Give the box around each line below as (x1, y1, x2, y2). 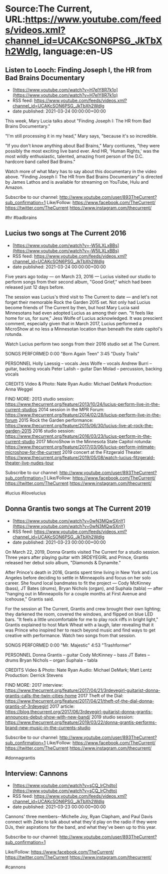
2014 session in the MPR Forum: (38, 406, 105, 412)
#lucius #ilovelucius (5, 490, 46, 496)
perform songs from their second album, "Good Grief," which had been (5, 279, 151, 285)
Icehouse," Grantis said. (5, 596, 54, 602)
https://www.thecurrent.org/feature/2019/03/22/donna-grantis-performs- (5, 719, 157, 725)
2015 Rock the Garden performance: (18, 417, 93, 423)
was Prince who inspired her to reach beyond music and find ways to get (5, 627, 156, 633)
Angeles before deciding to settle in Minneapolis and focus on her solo (5, 574, 151, 580)
